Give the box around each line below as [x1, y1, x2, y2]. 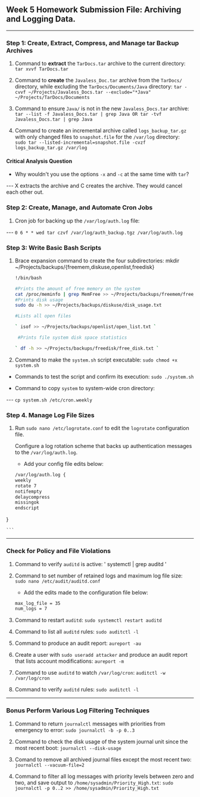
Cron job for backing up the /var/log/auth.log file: [14, 217, 140, 224]
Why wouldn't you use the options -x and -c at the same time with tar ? [14, 171, 189, 178]
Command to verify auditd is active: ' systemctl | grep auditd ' [14, 560, 167, 567]
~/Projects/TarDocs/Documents [14, 95, 90, 101]
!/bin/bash [14, 274, 42, 281]
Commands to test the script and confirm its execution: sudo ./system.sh [14, 373, 194, 380]
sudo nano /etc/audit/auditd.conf [14, 578, 101, 584]
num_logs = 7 [14, 606, 48, 612]
